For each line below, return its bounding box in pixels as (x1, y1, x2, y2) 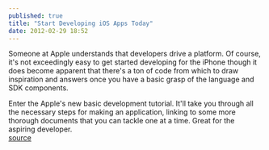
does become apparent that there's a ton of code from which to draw (8, 66, 239, 76)
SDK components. (8, 83, 69, 93)
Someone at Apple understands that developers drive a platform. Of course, (8, 49, 261, 59)
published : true (8, 11, 63, 20)
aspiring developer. (8, 124, 73, 134)
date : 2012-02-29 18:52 (8, 27, 89, 35)
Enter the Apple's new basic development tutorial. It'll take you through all (8, 98, 254, 109)
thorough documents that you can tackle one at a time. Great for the (8, 116, 235, 126)
